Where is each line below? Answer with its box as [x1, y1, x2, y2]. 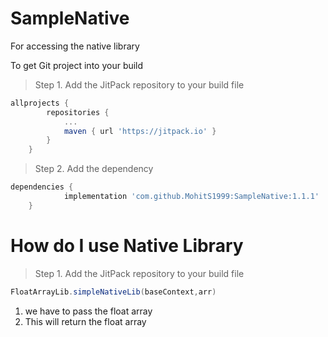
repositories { [46, 107, 110, 117]
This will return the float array [24, 315, 147, 327]
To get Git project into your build [10, 59, 144, 71]
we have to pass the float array [24, 305, 153, 317]
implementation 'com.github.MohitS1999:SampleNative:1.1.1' [63, 192, 320, 202]
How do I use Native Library [10, 235, 244, 257]
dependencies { [10, 182, 74, 192]
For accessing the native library [10, 40, 140, 52]
